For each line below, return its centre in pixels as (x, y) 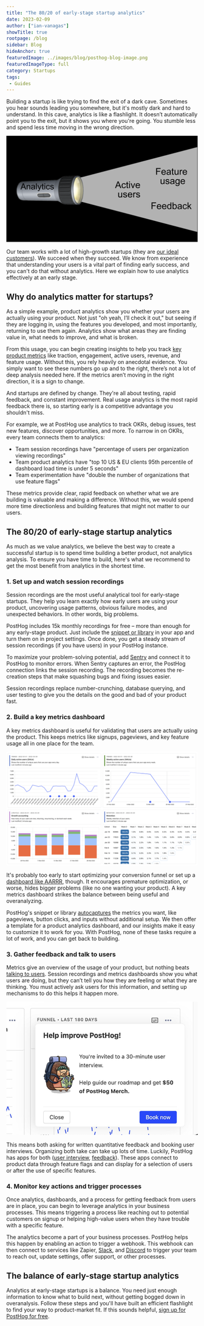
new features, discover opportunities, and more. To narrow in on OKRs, (95, 431)
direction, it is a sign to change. (46, 382)
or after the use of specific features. (51, 1170)
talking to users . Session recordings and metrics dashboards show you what (102, 974)
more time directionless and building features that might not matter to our (98, 506)
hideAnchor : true (28, 52)
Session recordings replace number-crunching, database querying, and (96, 688)
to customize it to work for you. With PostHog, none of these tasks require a (101, 932)
